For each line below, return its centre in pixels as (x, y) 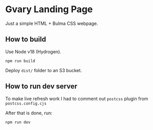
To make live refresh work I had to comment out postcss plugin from (77, 99)
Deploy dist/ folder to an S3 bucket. (44, 70)
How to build (26, 39)
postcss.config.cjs (26, 103)
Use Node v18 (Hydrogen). (33, 51)
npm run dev (18, 122)
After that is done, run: (29, 113)
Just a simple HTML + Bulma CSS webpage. (52, 23)
